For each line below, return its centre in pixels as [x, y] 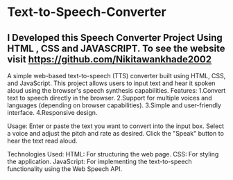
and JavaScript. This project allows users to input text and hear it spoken [111, 83]
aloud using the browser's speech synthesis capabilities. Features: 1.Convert [116, 90]
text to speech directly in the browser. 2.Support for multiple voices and [110, 98]
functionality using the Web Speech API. [65, 169]
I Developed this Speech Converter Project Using [115, 38]
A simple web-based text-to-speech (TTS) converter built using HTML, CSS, [116, 76]
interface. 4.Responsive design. [52, 112]
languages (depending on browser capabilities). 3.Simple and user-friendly [114, 105]
